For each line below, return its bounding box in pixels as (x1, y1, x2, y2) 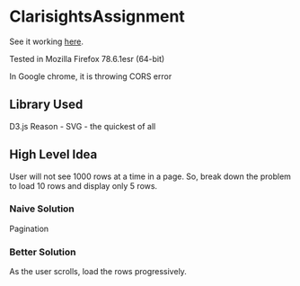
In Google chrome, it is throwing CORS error (9, 70, 172, 82)
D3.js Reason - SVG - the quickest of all (9, 121, 156, 131)
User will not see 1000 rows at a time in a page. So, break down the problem (9, 171, 292, 182)
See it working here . (9, 36, 84, 47)
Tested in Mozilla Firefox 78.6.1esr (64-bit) (9, 53, 165, 64)
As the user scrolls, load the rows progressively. (9, 266, 187, 277)
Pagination (9, 223, 49, 234)
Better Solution (9, 246, 76, 258)
